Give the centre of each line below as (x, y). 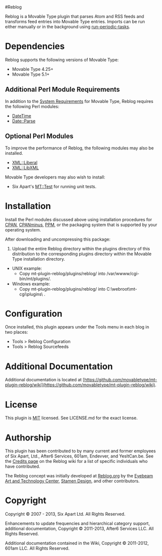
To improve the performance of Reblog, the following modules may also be (79, 148)
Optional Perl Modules (39, 136)
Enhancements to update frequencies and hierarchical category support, (77, 523)
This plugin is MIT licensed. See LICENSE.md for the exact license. (71, 418)
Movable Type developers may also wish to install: (55, 177)
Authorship (28, 437)
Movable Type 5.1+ (31, 74)
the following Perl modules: (32, 106)
